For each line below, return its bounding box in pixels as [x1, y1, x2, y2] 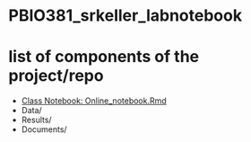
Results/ [21, 114, 52, 126]
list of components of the [8, 47, 199, 67]
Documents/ [21, 124, 68, 135]
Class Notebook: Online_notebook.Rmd [21, 95, 167, 106]
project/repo [8, 66, 104, 86]
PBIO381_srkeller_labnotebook [8, 5, 243, 26]
